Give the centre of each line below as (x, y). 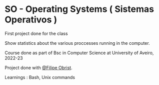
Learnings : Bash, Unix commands (40, 77)
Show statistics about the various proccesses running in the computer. (77, 43)
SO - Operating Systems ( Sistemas (79, 9)
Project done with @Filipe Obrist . (39, 68)
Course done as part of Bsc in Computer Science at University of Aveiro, (79, 53)
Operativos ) (31, 20)
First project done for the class (36, 33)
